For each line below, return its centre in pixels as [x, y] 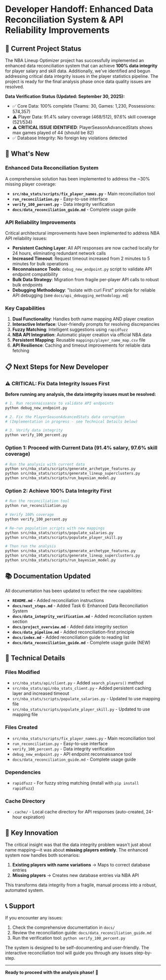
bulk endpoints [27, 285]
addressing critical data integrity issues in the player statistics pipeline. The [82, 76]
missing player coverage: [31, 184]
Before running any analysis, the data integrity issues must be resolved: [81, 394]
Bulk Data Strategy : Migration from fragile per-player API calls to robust [85, 279]
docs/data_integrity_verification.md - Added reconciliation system [82, 616]
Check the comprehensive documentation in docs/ [63, 927]
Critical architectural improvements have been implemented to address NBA [82, 233]
